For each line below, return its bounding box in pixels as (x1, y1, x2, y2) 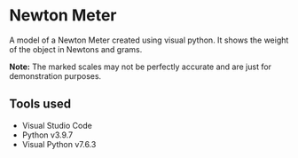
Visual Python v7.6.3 (21, 138, 97, 149)
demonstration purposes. (9, 70, 102, 81)
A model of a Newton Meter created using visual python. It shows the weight (9, 35, 289, 45)
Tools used (9, 97, 72, 112)
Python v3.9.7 (21, 130, 74, 140)
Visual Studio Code (21, 120, 93, 130)
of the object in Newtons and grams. (9, 43, 143, 54)
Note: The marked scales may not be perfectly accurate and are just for (9, 61, 272, 72)
